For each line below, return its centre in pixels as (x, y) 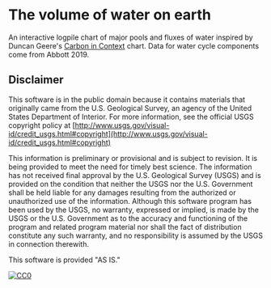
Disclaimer (36, 80)
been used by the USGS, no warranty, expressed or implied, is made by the (133, 210)
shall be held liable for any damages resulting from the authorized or (122, 193)
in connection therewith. (49, 244)
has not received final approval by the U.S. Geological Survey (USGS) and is (135, 175)
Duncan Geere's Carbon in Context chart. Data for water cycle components (134, 45)
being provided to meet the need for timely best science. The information (130, 167)
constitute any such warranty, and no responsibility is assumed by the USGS (136, 235)
